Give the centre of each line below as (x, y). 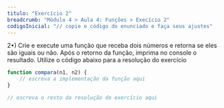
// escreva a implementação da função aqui (83, 79)
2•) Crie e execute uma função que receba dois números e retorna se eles (112, 46)
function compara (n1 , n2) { (47, 72)
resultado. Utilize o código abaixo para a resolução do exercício (97, 60)
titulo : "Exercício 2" (39, 13)
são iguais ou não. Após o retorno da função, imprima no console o (102, 53)
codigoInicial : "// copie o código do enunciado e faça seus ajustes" (110, 26)
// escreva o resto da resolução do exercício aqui (82, 98)
